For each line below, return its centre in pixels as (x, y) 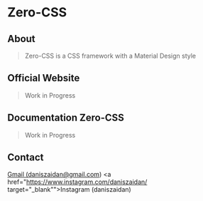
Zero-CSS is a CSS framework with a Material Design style (110, 56)
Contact (26, 158)
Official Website (44, 78)
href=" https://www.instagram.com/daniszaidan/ (77, 182)
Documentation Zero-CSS (66, 118)
